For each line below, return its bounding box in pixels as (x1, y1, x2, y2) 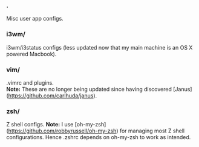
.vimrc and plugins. (6, 79, 54, 86)
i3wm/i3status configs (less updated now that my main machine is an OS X (6, 44, 193, 51)
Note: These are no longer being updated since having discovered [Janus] (6, 85, 192, 93)
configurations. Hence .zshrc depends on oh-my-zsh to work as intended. (6, 134, 191, 141)
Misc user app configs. (6, 15, 64, 22)
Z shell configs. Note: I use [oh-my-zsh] (6, 121, 106, 128)
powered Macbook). (6, 50, 57, 57)
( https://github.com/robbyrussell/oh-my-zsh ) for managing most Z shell (6, 127, 185, 134)
